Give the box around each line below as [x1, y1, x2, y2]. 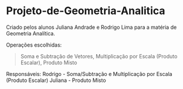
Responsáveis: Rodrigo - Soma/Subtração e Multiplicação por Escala [6, 70, 172, 77]
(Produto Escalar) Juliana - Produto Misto [6, 77, 107, 84]
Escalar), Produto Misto [20, 59, 77, 66]
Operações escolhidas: [6, 41, 62, 48]
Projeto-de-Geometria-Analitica [6, 4, 165, 18]
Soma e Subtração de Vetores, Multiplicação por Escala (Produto [20, 52, 178, 60]
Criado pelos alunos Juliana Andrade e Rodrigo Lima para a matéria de [6, 24, 177, 31]
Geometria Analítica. [6, 29, 56, 37]
